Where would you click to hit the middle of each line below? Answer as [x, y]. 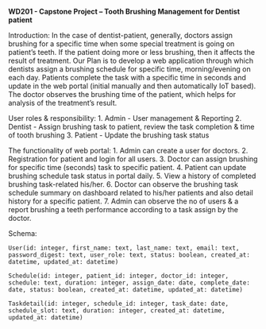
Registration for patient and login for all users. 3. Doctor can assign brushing [133, 159]
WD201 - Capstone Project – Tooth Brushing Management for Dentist [124, 12]
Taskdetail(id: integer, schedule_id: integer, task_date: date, [118, 304]
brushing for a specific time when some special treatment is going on [121, 44]
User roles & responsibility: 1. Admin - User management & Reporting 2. [125, 118]
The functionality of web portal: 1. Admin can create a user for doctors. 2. [128, 151]
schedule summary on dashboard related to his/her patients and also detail [131, 193]
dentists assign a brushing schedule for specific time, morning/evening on [130, 69]
